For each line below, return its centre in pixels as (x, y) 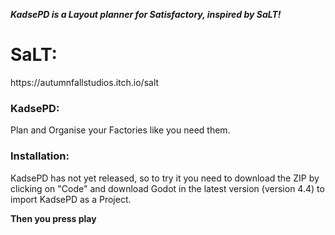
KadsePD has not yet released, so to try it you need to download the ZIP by (165, 178)
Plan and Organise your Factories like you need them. (120, 130)
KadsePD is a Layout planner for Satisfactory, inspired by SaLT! (146, 14)
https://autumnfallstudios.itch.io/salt (85, 82)
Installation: (40, 156)
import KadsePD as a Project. (71, 199)
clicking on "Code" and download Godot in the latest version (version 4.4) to (167, 188)
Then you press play (53, 218)
